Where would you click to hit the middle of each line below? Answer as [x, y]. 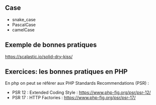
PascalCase [24, 25]
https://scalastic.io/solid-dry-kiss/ [39, 56]
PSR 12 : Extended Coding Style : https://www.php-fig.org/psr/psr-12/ [81, 92]
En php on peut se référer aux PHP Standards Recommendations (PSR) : [77, 83]
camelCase [23, 30]
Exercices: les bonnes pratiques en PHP [66, 72]
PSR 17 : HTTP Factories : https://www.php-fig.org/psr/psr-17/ [74, 98]
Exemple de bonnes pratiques [51, 45]
